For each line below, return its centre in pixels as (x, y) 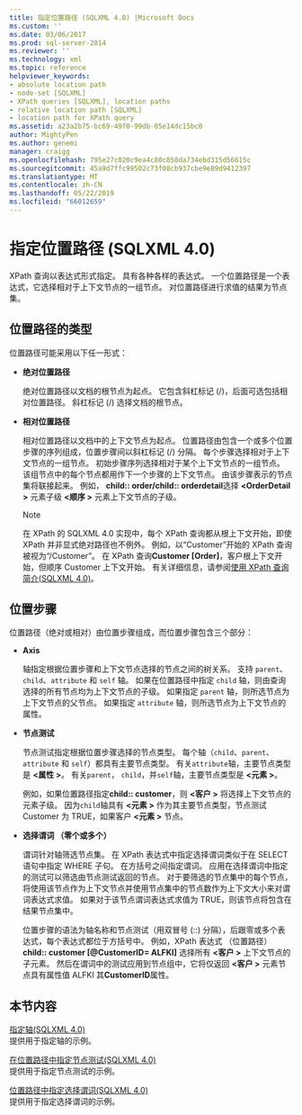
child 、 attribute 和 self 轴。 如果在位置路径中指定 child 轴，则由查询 (154, 680)
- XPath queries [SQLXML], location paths (90, 101)
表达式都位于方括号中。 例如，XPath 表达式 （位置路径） (167, 941)
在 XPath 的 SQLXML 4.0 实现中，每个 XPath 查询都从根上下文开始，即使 (157, 533)
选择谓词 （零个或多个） (67, 836)
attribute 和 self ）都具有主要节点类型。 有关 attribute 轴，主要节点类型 (157, 764)
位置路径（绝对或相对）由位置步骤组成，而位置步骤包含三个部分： (131, 633)
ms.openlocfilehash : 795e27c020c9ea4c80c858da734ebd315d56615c (130, 160)
